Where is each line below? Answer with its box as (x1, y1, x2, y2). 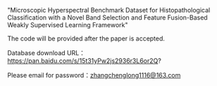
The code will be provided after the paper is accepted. (7, 34, 166, 43)
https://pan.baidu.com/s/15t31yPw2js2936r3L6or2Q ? (7, 57, 162, 65)
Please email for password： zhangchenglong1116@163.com (7, 71, 181, 79)
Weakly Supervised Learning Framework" (7, 21, 128, 29)
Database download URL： (7, 49, 86, 57)
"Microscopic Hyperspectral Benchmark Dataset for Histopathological (7, 6, 211, 14)
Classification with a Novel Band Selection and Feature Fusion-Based (7, 13, 208, 22)
